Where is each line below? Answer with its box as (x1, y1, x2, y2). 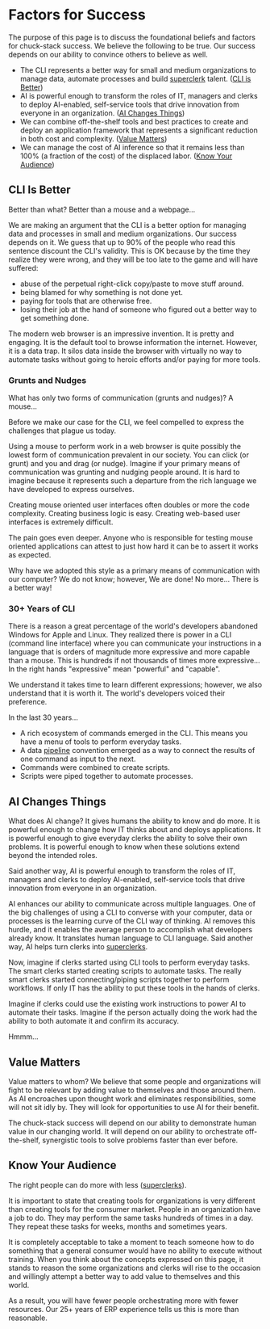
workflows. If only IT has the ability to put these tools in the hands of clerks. (8, 983, 260, 993)
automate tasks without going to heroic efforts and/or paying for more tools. (8, 354, 260, 364)
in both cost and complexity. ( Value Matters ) (19, 133, 168, 143)
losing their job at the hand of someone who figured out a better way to (19, 305, 257, 314)
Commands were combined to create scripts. (19, 763, 171, 772)
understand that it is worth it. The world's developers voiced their (8, 688, 226, 698)
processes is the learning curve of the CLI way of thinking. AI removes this (8, 916, 255, 926)
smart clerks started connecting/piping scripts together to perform (8, 975, 230, 985)
